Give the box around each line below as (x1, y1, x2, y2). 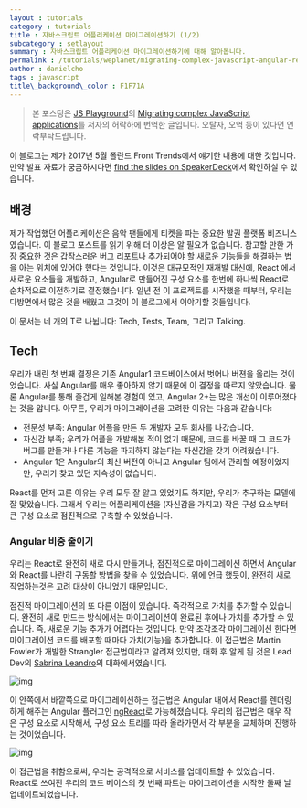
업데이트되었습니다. (9, 788, 79, 800)
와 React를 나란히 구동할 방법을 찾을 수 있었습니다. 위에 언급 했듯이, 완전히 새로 (9, 569, 291, 580)
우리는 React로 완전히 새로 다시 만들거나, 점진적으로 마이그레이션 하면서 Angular (9, 558, 297, 569)
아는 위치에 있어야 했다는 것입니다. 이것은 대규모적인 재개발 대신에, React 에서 (18, 262, 297, 273)
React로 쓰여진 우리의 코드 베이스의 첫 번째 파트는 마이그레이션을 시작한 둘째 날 (9, 777, 292, 788)
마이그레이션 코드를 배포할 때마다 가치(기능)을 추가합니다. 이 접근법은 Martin (9, 634, 281, 645)
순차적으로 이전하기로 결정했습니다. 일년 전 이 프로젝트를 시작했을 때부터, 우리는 (9, 285, 292, 296)
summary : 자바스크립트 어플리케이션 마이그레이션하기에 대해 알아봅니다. (9, 48, 247, 57)
